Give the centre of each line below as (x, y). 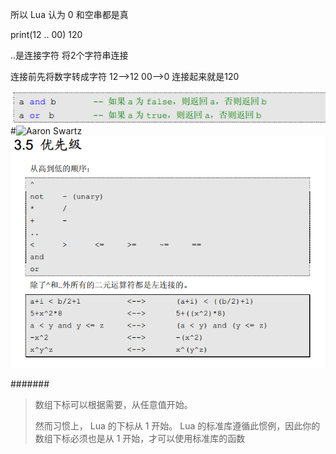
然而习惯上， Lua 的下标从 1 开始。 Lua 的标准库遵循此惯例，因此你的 (177, 426)
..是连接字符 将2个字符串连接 (69, 55)
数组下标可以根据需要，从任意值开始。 (113, 404)
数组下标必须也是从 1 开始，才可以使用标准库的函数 (140, 438)
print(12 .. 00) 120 (46, 34)
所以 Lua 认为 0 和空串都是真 (69, 14)
